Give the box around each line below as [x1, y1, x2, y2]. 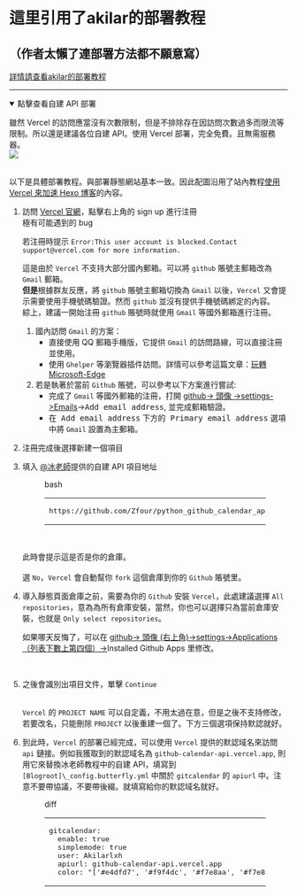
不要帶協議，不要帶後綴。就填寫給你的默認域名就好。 [29, 781, 224, 792]
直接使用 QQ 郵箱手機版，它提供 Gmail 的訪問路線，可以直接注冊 [48, 337, 283, 347]
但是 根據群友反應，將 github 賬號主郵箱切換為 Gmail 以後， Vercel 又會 [21, 285, 279, 295]
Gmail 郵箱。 [21, 274, 68, 284]
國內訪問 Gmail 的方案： [34, 326, 122, 336]
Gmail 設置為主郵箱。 [65, 424, 143, 434]
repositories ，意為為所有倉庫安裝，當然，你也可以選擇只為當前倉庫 [21, 602, 271, 612]
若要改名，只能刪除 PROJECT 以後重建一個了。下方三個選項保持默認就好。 [21, 718, 287, 729]
